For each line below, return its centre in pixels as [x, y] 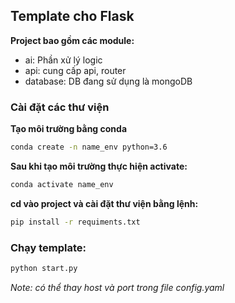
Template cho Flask [72, 16]
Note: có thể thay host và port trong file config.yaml [117, 287]
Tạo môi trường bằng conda [69, 129]
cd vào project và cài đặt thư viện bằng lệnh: [104, 203]
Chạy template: [48, 247]
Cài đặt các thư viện [60, 107]
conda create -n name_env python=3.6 [89, 147]
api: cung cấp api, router [75, 70]
